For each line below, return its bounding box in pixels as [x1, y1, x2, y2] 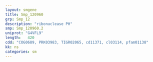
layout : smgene [5, 7, 37, 12]
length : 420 [5, 35, 35, 40]
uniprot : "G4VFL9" [5, 30, 43, 35]
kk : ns [5, 44, 19, 49]
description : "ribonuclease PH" [5, 21, 72, 26]
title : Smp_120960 [5, 12, 43, 17]
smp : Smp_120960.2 [5, 26, 43, 31]
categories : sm [5, 49, 37, 54]
